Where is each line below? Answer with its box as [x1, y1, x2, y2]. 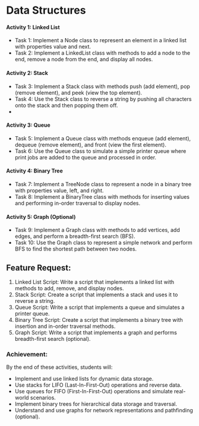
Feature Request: [6, 262, 71, 272]
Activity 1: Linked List [6, 23, 61, 30]
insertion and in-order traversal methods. [14, 322, 116, 330]
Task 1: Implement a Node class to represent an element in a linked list [14, 37, 187, 44]
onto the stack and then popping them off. [14, 102, 118, 109]
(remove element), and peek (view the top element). [14, 89, 143, 96]
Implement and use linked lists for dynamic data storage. [14, 375, 154, 383]
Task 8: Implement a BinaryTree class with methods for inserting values [14, 193, 190, 200]
